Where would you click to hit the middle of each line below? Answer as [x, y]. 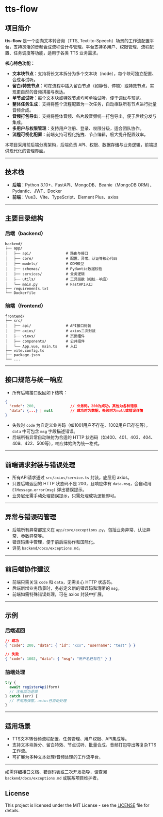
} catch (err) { [21, 696]
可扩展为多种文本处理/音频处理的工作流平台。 [57, 757]
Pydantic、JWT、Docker [37, 191]
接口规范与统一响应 [34, 380]
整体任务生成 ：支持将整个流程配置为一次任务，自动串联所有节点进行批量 [84, 104]
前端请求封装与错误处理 [40, 465]
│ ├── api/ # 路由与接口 [47, 253]
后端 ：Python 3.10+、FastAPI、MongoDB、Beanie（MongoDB [74, 185]
